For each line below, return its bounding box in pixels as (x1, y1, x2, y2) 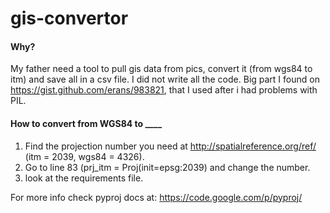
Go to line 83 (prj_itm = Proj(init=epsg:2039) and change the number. (24, 161, 311, 173)
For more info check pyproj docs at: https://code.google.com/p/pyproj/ (10, 191, 303, 203)
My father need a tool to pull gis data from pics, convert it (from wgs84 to (10, 63, 313, 75)
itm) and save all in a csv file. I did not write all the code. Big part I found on (10, 73, 320, 86)
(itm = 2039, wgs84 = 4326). (24, 150, 145, 162)
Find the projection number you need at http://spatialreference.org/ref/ (24, 140, 317, 152)
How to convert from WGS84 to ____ (10, 117, 163, 129)
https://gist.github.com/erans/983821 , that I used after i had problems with (10, 84, 318, 96)
